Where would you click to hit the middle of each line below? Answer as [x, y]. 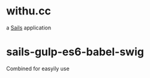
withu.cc [28, 11]
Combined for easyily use [38, 68]
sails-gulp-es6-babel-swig [75, 52]
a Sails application [29, 28]
